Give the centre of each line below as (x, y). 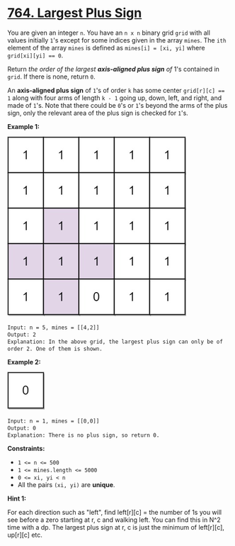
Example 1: (24, 126)
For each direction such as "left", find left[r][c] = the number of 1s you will (114, 512)
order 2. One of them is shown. (55, 349)
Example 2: (24, 362)
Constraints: (26, 448)
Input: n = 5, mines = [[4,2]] (53, 328)
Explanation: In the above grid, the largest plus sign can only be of (115, 342)
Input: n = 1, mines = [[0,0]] (53, 421)
